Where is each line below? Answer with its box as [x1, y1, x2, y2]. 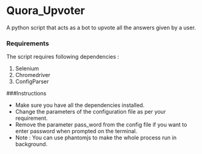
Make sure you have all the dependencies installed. [15, 101, 145, 109]
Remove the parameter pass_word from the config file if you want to [15, 121, 187, 128]
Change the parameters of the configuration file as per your [15, 108, 166, 116]
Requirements [6, 39, 50, 48]
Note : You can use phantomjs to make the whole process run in [15, 134, 177, 141]
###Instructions [6, 90, 47, 97]
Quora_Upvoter [6, 4, 86, 18]
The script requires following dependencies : [6, 53, 119, 61]
